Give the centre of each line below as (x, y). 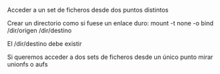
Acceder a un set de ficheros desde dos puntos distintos (88, 10)
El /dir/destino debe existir (45, 44)
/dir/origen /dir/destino (39, 30)
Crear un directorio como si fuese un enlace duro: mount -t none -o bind (110, 23)
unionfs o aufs (28, 64)
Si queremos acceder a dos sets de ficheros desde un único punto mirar (110, 57)
